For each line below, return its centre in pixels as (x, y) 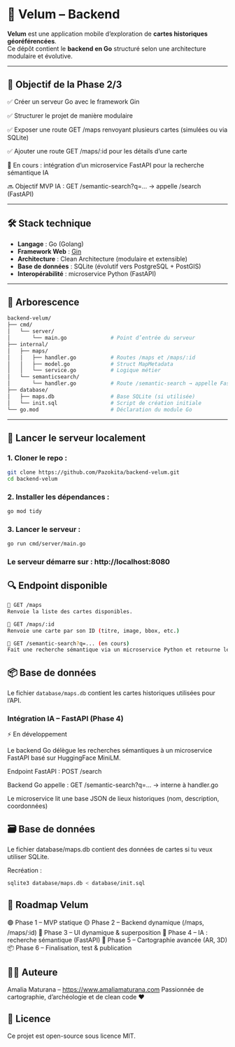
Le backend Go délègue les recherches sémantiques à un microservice (110, 751)
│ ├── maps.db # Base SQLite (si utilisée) (101, 396)
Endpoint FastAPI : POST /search (55, 772)
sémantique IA (28, 172)
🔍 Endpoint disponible (57, 586)
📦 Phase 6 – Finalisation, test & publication (70, 947)
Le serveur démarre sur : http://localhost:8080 (88, 562)
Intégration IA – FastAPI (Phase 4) (65, 719)
